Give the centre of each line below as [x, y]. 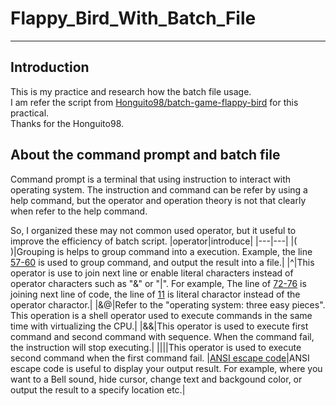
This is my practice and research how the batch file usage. [131, 91]
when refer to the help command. [79, 211]
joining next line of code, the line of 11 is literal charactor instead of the [155, 294]
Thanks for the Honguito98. [67, 123]
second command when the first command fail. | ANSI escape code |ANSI [160, 358]
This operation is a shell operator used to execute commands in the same [161, 315]
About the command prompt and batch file [145, 155]
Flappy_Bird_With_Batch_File [133, 18]
